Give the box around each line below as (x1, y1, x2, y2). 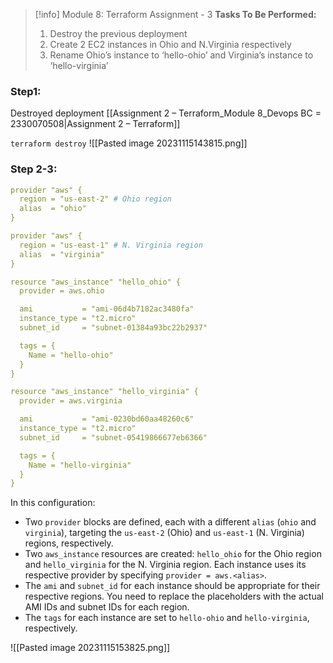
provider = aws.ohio (19, 286, 105, 296)
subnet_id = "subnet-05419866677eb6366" (19, 432, 208, 443)
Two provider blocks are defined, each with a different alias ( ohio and (24, 516, 317, 528)
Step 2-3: (10, 162, 58, 176)
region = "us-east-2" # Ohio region (19, 194, 172, 204)
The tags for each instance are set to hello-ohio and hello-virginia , (24, 612, 310, 624)
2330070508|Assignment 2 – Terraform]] (10, 118, 181, 130)
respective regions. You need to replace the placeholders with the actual (24, 590, 324, 603)
